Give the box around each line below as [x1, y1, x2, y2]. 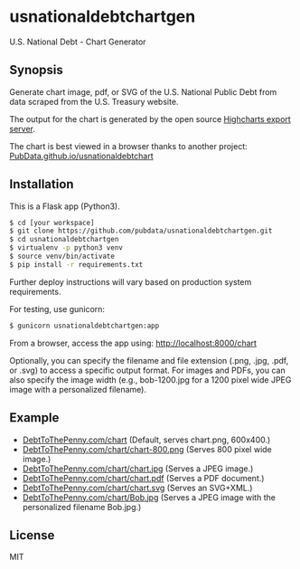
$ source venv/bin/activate [9, 251, 116, 261]
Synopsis [9, 62, 63, 78]
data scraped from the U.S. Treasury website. [9, 96, 179, 107]
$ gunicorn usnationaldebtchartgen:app [9, 321, 160, 330]
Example [9, 410, 60, 426]
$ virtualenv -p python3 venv [9, 243, 124, 252]
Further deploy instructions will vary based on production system [9, 276, 252, 287]
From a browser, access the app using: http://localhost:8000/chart [9, 337, 258, 348]
